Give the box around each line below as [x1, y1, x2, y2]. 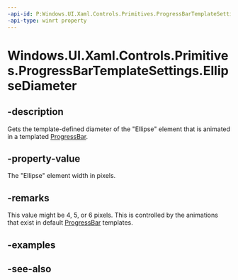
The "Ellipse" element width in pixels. [7, 172, 116, 180]
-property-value [7, 152, 81, 164]
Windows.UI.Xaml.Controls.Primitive [7, 47, 229, 64]
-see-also [7, 263, 52, 275]
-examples [7, 239, 56, 251]
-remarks [7, 192, 50, 204]
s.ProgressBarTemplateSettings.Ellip [7, 62, 229, 79]
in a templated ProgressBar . [7, 132, 89, 140]
